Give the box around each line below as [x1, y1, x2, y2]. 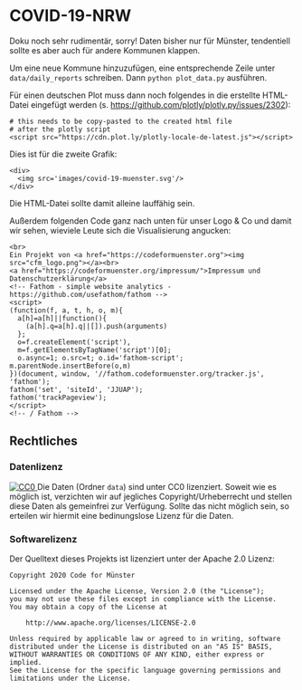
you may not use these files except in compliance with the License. [9, 594, 278, 603]
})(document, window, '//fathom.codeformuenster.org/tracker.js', [9, 369, 265, 379]
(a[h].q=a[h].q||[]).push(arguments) [25, 321, 168, 331]
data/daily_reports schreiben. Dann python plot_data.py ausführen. [9, 72, 268, 82]
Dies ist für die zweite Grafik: [9, 149, 118, 159]
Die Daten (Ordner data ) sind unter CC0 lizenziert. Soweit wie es [37, 481, 278, 492]
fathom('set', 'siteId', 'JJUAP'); [9, 385, 144, 394]
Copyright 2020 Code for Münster [9, 570, 136, 580]
